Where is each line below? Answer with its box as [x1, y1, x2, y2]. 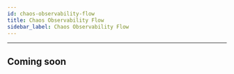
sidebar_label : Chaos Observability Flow [7, 23, 130, 30]
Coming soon [7, 55, 67, 67]
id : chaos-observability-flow [7, 10, 95, 17]
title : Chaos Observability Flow [7, 17, 104, 24]
